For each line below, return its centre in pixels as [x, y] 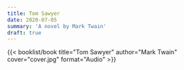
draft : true [24, 33]
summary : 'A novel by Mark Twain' [57, 26]
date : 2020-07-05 [32, 20]
